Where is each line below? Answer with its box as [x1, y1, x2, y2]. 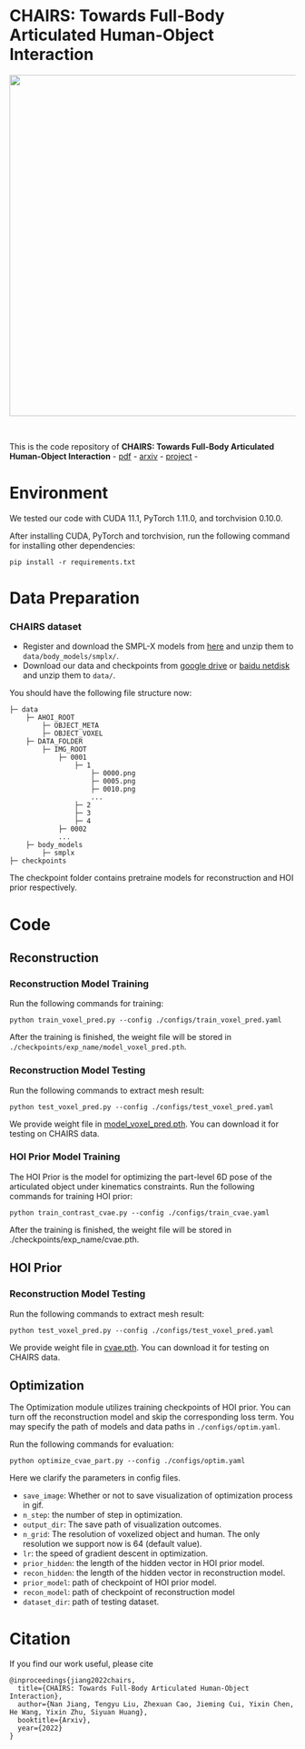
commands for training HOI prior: [9, 1190, 133, 1201]
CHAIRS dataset [9, 620, 82, 632]
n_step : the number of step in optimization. [22, 1510, 183, 1521]
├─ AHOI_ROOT [25, 713, 75, 723]
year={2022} [17, 1724, 64, 1734]
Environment [9, 483, 109, 503]
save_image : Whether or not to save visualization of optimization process [22, 1490, 293, 1501]
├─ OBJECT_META [42, 721, 100, 731]
